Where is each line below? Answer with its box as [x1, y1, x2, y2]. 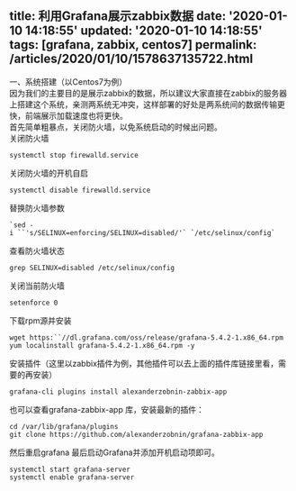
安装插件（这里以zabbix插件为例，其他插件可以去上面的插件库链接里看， [9, 358, 279, 368]
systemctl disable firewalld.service [9, 186, 151, 195]
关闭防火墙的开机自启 [9, 168, 88, 178]
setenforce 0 [9, 298, 58, 307]
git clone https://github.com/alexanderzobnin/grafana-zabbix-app [9, 430, 264, 439]
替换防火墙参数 [9, 202, 65, 214]
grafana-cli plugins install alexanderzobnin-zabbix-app [9, 386, 228, 396]
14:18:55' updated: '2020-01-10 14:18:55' [25, 23, 263, 39]
